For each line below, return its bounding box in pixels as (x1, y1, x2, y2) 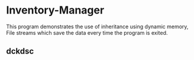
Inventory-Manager (6, 4, 105, 17)
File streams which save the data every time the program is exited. (6, 29, 168, 36)
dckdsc (6, 46, 34, 56)
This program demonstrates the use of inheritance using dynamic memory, (6, 23, 189, 30)
